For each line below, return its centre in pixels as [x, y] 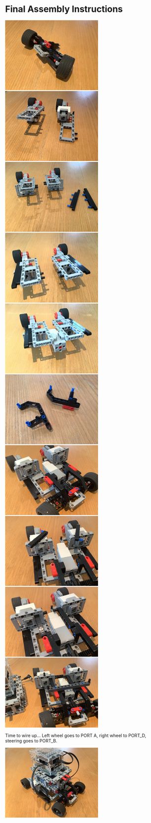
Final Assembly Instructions [64, 9]
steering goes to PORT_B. [31, 741]
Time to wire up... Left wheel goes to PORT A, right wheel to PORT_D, [76, 735]
